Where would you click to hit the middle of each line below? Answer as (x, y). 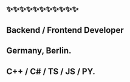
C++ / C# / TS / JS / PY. (51, 71)
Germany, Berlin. (39, 51)
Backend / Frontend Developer (65, 30)
